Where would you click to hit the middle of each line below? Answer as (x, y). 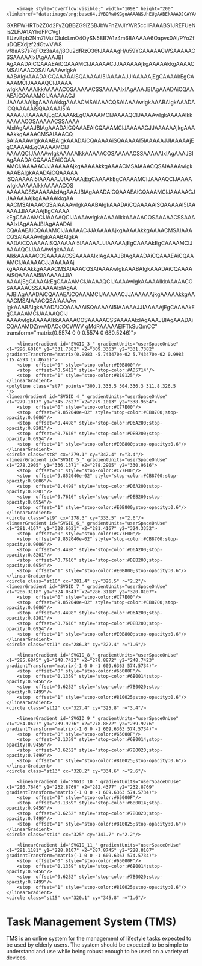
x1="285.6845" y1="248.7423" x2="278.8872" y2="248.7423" (80, 661)
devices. (17, 958)
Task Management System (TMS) (91, 922)
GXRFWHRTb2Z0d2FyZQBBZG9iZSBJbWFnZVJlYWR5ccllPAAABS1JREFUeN (101, 25)
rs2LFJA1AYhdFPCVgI (33, 32)
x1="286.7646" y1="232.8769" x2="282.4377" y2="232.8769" (80, 787)
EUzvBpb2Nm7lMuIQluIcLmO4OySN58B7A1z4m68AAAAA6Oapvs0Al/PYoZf (100, 38)
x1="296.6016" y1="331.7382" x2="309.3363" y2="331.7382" (80, 349)
